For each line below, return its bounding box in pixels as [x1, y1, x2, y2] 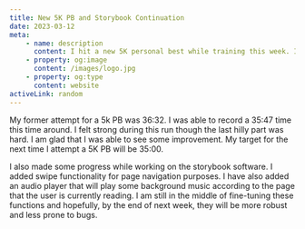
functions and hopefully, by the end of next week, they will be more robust [9, 199, 288, 210]
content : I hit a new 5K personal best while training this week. [33, 47, 290, 56]
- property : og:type [25, 73, 103, 82]
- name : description [25, 38, 103, 48]
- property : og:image [25, 55, 107, 65]
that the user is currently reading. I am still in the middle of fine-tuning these [9, 190, 294, 201]
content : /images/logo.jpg [33, 65, 136, 74]
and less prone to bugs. [9, 209, 98, 220]
